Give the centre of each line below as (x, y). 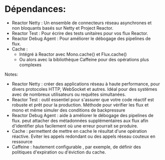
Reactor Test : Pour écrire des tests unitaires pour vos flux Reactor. (80, 33)
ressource (22, 141)
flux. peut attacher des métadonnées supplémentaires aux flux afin (80, 120)
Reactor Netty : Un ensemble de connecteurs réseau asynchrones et (82, 23)
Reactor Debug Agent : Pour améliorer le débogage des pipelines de (81, 39)
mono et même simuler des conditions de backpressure (68, 110)
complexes (30, 65)
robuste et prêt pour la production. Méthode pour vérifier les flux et (80, 105)
